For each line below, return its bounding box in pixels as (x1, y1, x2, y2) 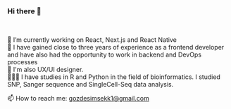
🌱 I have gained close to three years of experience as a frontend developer (7, 43, 225, 52)
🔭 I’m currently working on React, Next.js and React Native (7, 36, 177, 44)
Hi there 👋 (7, 6, 42, 16)
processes (7, 58, 38, 66)
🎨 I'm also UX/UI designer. (7, 66, 84, 74)
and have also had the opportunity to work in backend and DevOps (7, 50, 202, 59)
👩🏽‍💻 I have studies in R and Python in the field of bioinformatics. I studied (7, 73, 220, 81)
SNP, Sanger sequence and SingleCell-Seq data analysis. (7, 80, 174, 89)
